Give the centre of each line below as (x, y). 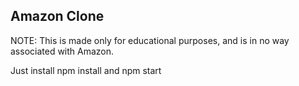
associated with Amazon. (62, 51)
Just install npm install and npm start (86, 70)
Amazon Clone (57, 16)
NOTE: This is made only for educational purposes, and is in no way (150, 40)
